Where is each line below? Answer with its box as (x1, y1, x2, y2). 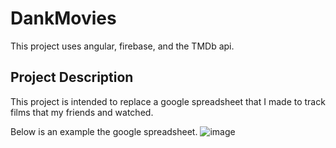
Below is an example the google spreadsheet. (10, 125, 198, 137)
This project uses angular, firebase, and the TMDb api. (10, 40, 235, 52)
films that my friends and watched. (10, 106, 154, 118)
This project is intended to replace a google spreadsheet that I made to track (10, 95, 326, 107)
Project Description (10, 69, 134, 86)
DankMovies (10, 7, 117, 30)
